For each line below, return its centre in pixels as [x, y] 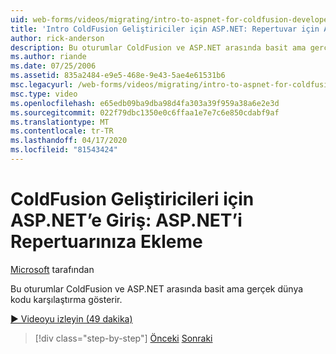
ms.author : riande [48, 57]
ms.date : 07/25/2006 [53, 66]
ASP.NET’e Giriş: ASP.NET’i [126, 220]
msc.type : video [44, 94]
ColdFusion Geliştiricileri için [132, 199]
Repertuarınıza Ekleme [106, 242]
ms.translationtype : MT [60, 122]
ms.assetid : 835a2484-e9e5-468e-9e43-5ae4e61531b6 [118, 76]
